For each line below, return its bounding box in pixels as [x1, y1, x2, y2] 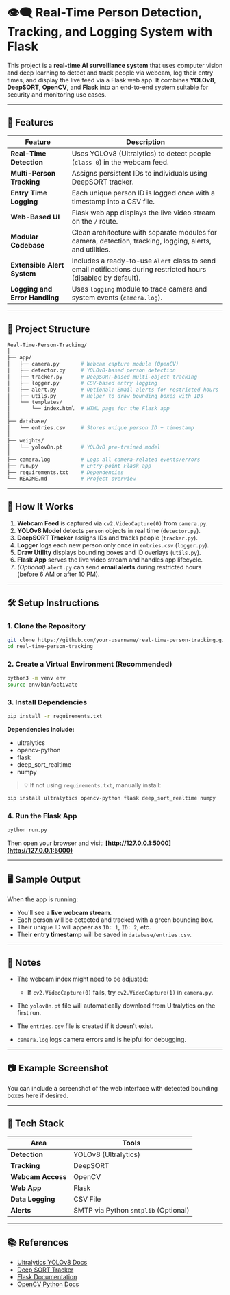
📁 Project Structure [7, 323, 90, 335]
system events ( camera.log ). [71, 292, 163, 302]
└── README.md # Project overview [7, 475, 136, 482]
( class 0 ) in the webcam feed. [71, 157, 169, 167]
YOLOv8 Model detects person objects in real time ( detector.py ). [16, 526, 201, 534]
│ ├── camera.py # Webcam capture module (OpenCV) [7, 361, 179, 368]
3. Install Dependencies [7, 698, 88, 707]
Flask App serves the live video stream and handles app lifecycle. [16, 556, 203, 564]
